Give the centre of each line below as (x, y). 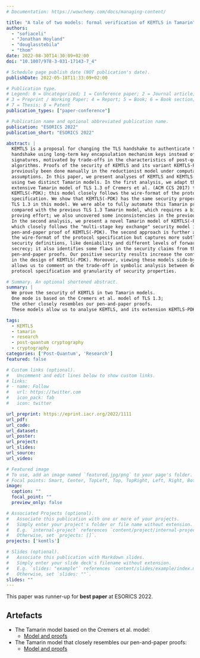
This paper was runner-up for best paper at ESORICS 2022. (79, 596)
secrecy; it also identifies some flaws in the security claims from (99, 249)
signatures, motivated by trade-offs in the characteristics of (93, 160)
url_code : (18, 425)
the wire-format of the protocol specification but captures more (96, 238)
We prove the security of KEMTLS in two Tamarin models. (84, 293)
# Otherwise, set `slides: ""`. (49, 574)
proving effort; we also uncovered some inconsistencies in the (93, 216)
